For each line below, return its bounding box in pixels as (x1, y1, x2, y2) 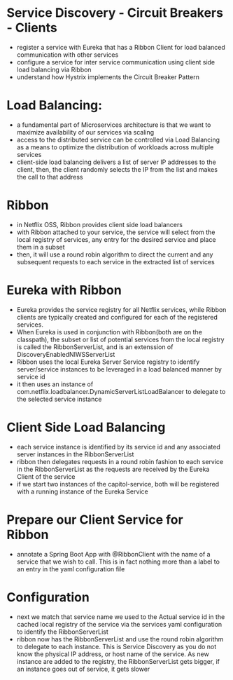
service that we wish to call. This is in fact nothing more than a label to (16, 557, 220, 566)
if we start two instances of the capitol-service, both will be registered (16, 480, 220, 488)
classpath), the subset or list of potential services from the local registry (16, 335, 225, 344)
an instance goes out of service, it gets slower (16, 665, 150, 673)
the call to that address (16, 172, 83, 181)
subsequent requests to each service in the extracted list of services (16, 257, 215, 266)
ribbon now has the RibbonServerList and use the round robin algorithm (16, 634, 224, 643)
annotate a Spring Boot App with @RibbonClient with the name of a (16, 550, 211, 558)
